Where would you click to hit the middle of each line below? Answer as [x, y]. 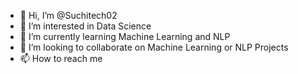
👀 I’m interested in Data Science [85, 26]
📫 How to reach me [61, 58]
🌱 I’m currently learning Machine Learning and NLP [125, 36]
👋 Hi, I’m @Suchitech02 [68, 15]
